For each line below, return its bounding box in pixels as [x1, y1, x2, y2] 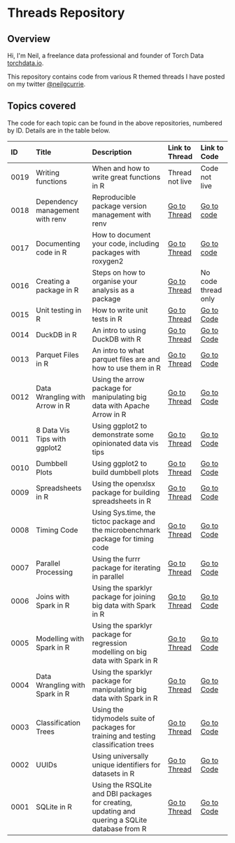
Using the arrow [92, 374, 145, 384]
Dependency [36, 196, 78, 206]
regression [92, 638, 127, 647]
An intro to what [92, 345, 145, 355]
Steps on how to [92, 268, 145, 277]
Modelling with [36, 633, 85, 643]
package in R [36, 285, 79, 295]
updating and [92, 806, 136, 816]
